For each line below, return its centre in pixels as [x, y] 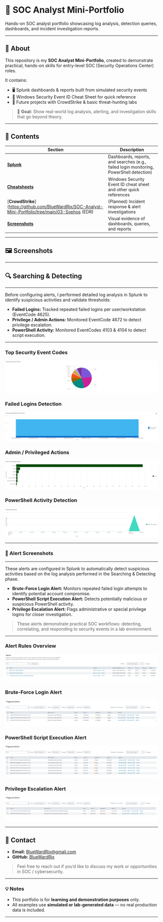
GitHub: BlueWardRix [33, 857]
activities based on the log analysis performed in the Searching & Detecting [81, 574]
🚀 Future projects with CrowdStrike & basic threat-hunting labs [74, 102]
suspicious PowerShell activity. [43, 604]
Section [56, 150]
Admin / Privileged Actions [37, 452]
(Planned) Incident [126, 201]
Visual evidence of [127, 218]
